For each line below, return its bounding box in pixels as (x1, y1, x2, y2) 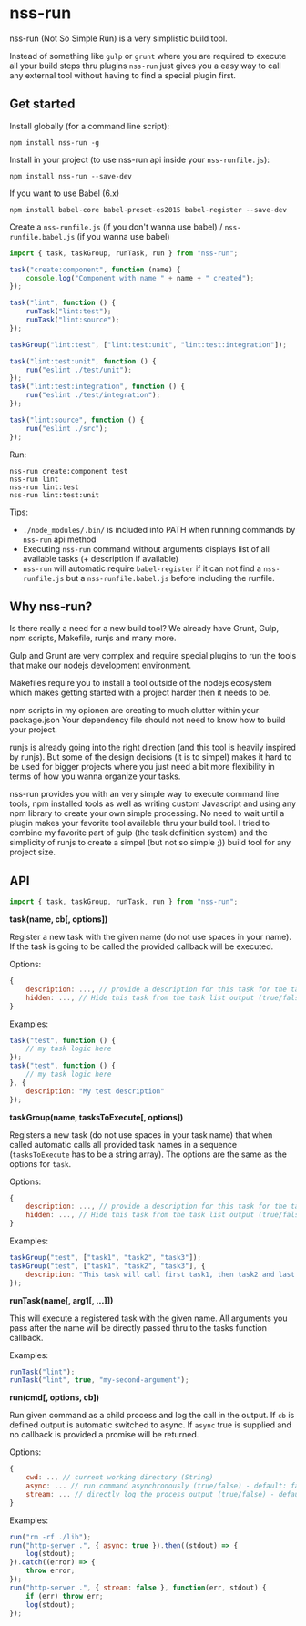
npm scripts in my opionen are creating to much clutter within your (9, 705, 260, 716)
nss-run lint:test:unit (9, 490, 100, 499)
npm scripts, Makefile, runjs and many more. (9, 632, 177, 644)
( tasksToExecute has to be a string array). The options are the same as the (9, 1149, 287, 1160)
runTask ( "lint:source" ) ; (25, 315, 120, 324)
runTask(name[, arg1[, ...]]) (9, 1294, 114, 1305)
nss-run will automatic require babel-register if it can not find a (22, 563, 262, 574)
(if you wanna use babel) (76, 230, 170, 241)
